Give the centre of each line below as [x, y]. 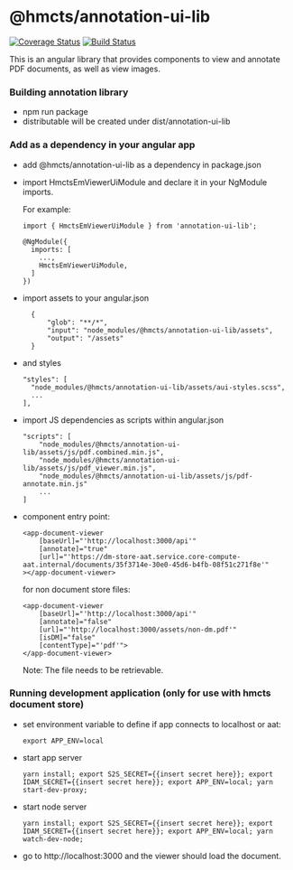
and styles [41, 362]
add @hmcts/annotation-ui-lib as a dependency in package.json [142, 164]
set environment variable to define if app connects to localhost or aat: [151, 724]
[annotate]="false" [76, 622]
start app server [52, 757]
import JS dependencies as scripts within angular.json [123, 420]
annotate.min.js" [55, 484]
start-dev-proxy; [55, 790]
